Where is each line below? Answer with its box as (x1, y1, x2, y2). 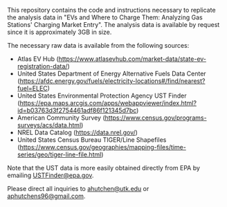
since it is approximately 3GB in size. (7, 28, 112, 36)
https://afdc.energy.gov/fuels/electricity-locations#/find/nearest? (19, 77, 206, 85)
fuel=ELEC (17, 84, 48, 92)
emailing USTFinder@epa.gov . (7, 171, 94, 179)
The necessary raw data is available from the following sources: (7, 42, 190, 49)
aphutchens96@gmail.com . (7, 192, 86, 200)
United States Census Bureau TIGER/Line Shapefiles (17, 136, 167, 144)
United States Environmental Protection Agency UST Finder (17, 91, 187, 100)
